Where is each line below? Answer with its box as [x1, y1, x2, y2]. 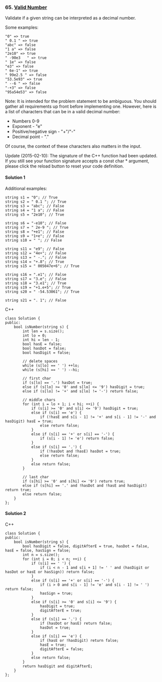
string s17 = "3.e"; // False [5, 276, 67, 281]
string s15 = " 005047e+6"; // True [5, 264, 80, 268]
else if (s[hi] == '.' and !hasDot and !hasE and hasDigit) [22, 483, 147, 488]
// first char [22, 376, 51, 381]
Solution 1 [5, 174, 25, 180]
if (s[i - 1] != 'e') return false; [40, 436, 115, 441]
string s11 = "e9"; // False [5, 246, 64, 251]
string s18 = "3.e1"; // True [5, 281, 67, 286]
